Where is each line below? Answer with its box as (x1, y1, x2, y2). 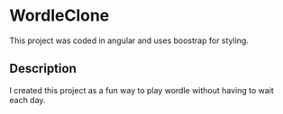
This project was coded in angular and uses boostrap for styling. (9, 35, 250, 46)
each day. (9, 94, 46, 105)
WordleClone (9, 5, 110, 26)
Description (9, 61, 77, 76)
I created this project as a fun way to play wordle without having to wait (9, 84, 275, 95)
